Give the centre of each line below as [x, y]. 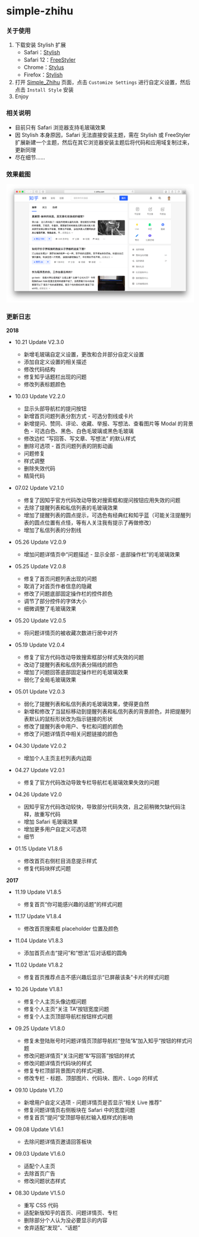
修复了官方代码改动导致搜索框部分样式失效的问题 [84, 657]
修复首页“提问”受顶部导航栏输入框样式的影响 [78, 1117]
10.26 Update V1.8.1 [39, 989]
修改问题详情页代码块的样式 [58, 1063]
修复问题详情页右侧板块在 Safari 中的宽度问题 [79, 1110]
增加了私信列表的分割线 [52, 530]
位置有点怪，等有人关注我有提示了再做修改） [99, 522]
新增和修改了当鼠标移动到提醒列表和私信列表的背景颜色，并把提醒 [105, 711]
